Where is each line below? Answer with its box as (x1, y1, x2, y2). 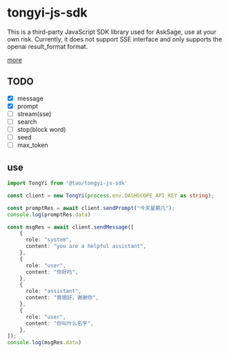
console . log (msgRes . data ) (7, 339, 81, 346)
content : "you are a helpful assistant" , (25, 243, 147, 250)
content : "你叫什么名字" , (25, 320, 94, 327)
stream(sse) (17, 109, 52, 118)
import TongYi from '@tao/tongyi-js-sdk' (7, 180, 128, 187)
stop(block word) (17, 126, 66, 133)
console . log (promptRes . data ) (7, 211, 91, 218)
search (17, 117, 37, 126)
